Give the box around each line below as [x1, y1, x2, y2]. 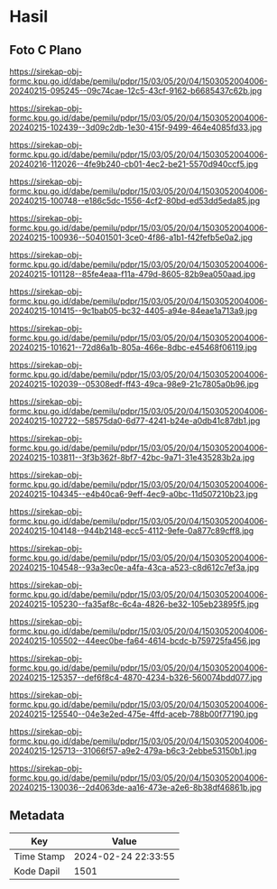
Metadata [9, 808, 65, 823]
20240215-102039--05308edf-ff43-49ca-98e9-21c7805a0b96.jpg [9, 379, 259, 389]
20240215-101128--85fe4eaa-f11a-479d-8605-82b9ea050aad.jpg [9, 269, 255, 279]
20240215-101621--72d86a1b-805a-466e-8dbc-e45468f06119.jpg [9, 342, 257, 353]
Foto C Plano [9, 42, 82, 58]
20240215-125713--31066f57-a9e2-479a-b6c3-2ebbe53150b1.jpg [9, 745, 257, 755]
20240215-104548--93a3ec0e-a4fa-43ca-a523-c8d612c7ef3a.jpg [9, 562, 260, 572]
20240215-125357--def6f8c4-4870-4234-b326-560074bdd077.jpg [9, 672, 263, 682]
